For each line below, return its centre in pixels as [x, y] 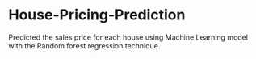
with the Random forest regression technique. [84, 45]
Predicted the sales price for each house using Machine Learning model [128, 37]
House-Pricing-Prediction [97, 15]
